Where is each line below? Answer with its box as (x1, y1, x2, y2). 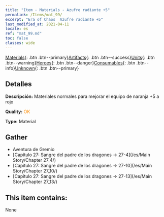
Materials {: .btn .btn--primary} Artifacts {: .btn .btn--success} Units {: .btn (5, 54, 155, 60)
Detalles (5, 80, 32, 89)
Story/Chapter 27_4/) (12, 157, 56, 163)
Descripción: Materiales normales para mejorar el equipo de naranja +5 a (5, 93, 159, 99)
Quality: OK (5, 108, 30, 115)
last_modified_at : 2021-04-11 (5, 21, 70, 27)
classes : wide (5, 41, 36, 46)
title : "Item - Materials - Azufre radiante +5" (5, 7, 110, 13)
